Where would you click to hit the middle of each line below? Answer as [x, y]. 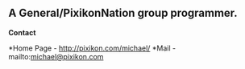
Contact [22, 32]
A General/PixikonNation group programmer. [123, 13]
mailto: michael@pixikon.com [56, 56]
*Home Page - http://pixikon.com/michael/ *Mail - [92, 48]
